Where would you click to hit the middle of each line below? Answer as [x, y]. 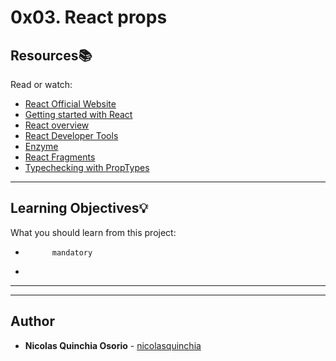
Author [32, 321]
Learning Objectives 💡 [79, 208]
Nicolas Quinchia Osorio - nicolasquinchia [113, 345]
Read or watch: [41, 84]
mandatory [72, 252]
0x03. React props [89, 17]
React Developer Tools [71, 135]
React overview [57, 125]
